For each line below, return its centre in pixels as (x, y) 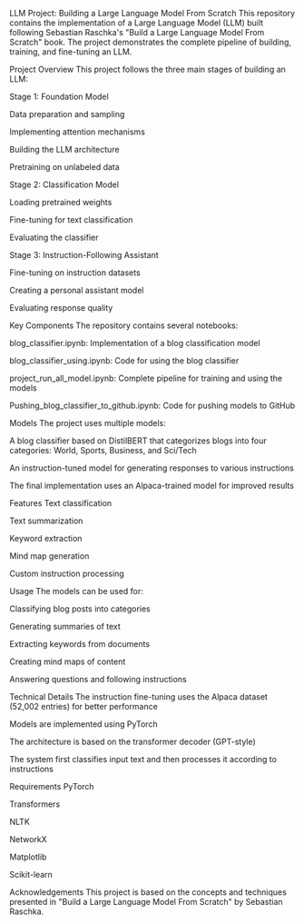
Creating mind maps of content (68, 661)
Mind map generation (49, 556)
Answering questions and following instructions (98, 679)
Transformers (35, 804)
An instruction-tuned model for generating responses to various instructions (152, 468)
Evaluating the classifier (54, 237)
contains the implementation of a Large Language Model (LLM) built (137, 23)
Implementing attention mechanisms (77, 132)
